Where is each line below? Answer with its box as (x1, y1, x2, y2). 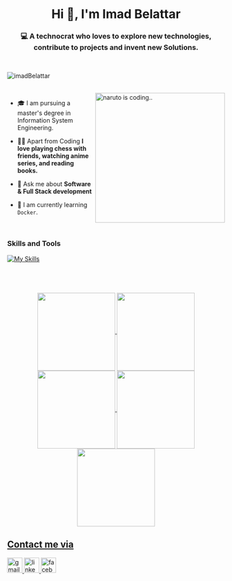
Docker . (17, 208, 38, 217)
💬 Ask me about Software (17, 180, 91, 188)
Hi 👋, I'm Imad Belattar (51, 6, 181, 22)
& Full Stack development (17, 187, 92, 196)
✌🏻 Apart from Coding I (17, 137, 84, 145)
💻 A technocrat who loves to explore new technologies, (20, 31, 212, 41)
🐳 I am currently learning (17, 201, 88, 209)
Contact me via (7, 539, 74, 551)
